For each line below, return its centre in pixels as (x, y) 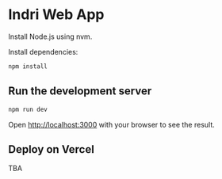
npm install (28, 66)
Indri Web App (56, 15)
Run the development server (80, 91)
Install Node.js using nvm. (50, 36)
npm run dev (28, 109)
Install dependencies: (43, 51)
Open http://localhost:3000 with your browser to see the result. (112, 124)
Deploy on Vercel (52, 149)
